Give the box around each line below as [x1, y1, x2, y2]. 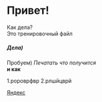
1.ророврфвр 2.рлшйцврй [7, 77, 72, 84]
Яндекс [7, 89, 26, 96]
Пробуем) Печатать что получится [7, 59, 97, 66]
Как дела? [7, 24, 33, 31]
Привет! [7, 4, 50, 18]
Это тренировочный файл [7, 30, 73, 37]
